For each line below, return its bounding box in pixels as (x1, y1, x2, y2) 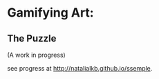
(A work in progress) (7, 51, 66, 59)
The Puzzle (7, 33, 57, 44)
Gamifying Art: (7, 5, 95, 21)
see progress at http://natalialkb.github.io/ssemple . (7, 64, 153, 72)
